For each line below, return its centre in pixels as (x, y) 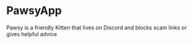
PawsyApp (34, 11)
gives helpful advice (32, 34)
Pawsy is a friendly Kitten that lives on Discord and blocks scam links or (97, 28)
